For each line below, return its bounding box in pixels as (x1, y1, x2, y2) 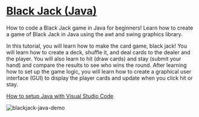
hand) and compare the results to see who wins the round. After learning (6, 62, 187, 69)
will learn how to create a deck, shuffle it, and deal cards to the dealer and (6, 48, 191, 55)
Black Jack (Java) (6, 4, 97, 18)
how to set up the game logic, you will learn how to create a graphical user (6, 68, 192, 75)
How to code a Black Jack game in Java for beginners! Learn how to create (6, 24, 194, 31)
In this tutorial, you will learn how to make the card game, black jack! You (6, 42, 188, 49)
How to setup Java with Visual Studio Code (6, 92, 113, 100)
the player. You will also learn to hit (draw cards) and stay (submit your (6, 55, 182, 62)
